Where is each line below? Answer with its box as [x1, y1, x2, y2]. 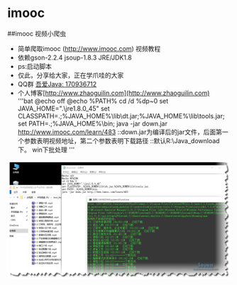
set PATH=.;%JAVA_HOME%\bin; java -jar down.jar [17, 119, 168, 128]
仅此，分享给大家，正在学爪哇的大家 [17, 71, 124, 79]
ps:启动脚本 [17, 62, 52, 70]
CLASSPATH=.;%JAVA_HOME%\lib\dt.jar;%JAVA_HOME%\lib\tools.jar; [17, 111, 225, 120]
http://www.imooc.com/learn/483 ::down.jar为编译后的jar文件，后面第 [17, 128, 222, 136]
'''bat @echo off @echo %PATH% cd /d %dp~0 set [17, 96, 169, 105]
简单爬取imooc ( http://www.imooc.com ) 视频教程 [17, 44, 161, 52]
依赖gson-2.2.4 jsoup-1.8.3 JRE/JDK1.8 [17, 53, 133, 62]
